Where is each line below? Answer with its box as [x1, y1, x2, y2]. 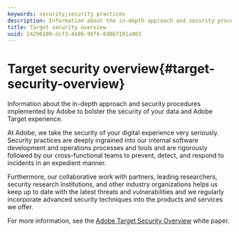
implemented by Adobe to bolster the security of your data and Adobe [7, 107, 213, 116]
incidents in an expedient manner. [7, 159, 107, 167]
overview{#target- [102, 61, 216, 77]
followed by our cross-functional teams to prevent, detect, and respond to [7, 151, 224, 160]
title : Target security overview [7, 23, 107, 31]
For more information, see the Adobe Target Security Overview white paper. [7, 216, 230, 225]
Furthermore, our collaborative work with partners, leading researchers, [7, 172, 218, 181]
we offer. [7, 203, 33, 211]
